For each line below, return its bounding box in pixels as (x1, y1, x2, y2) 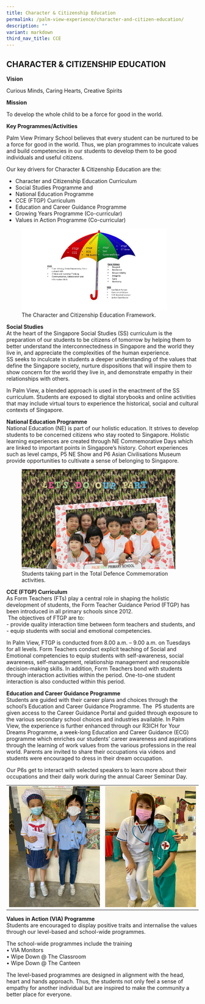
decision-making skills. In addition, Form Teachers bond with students (6, 665, 182, 672)
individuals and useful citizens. (6, 153, 84, 161)
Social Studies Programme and (15, 184, 93, 191)
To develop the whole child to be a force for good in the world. (6, 110, 164, 118)
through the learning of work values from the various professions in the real (6, 742, 196, 749)
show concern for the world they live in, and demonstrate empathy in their (6, 368, 193, 375)
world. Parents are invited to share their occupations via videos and (6, 748, 176, 755)
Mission (6, 98, 27, 106)
